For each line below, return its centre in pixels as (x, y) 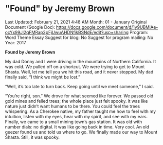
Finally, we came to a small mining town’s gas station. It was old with (73, 122)
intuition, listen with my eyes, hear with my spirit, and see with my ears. (76, 116)
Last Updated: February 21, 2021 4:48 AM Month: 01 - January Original (76, 22)
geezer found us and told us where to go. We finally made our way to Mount (81, 132)
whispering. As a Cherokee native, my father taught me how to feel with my (81, 111)
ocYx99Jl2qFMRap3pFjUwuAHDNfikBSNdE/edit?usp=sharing (67, 32)
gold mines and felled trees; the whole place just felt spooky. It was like (77, 101)
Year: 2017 (16, 42)
